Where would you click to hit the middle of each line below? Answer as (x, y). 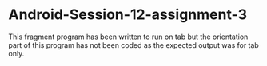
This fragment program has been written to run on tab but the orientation (128, 37)
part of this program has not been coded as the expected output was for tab (134, 45)
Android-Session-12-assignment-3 (128, 15)
